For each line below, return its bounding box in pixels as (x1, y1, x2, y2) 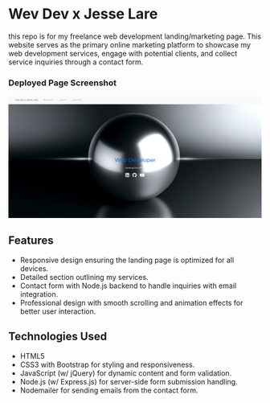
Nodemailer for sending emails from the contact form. (19, 385, 198, 395)
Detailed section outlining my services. (19, 272, 149, 282)
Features (8, 234, 54, 248)
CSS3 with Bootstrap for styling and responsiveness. (19, 360, 195, 369)
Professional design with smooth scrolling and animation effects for (19, 298, 243, 307)
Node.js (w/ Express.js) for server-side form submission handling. (19, 376, 239, 386)
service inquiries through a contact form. (8, 57, 144, 67)
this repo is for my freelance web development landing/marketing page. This (8, 31, 262, 41)
